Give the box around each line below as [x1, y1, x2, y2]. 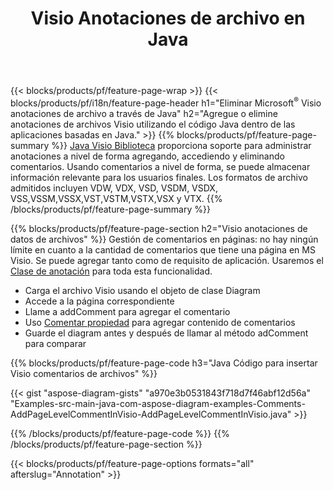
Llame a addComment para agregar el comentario [24, 305, 231, 317]
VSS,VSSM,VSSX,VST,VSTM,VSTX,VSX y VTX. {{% [10, 192, 223, 204]
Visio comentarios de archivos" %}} [10, 367, 158, 379]
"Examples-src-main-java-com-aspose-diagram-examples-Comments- [10, 397, 306, 409]
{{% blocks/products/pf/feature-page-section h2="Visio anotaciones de [10, 222, 308, 234]
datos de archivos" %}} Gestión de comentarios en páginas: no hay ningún [10, 233, 319, 245]
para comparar [24, 337, 87, 349]
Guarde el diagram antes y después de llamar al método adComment [24, 327, 309, 339]
